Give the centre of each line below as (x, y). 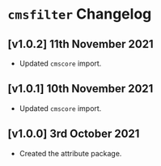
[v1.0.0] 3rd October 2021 (74, 134)
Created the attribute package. (70, 153)
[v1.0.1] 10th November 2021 (80, 89)
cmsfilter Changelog (80, 14)
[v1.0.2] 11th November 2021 (81, 44)
